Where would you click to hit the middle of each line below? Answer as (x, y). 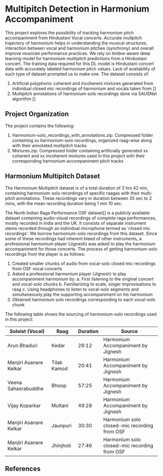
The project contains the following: (40, 126)
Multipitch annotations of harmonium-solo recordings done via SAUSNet (84, 94)
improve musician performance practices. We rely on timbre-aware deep (78, 53)
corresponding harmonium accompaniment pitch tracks (68, 161)
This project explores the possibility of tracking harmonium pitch (70, 33)
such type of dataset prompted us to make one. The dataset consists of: (77, 74)
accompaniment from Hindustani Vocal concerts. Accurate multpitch (73, 38)
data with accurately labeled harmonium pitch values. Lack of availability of (80, 68)
